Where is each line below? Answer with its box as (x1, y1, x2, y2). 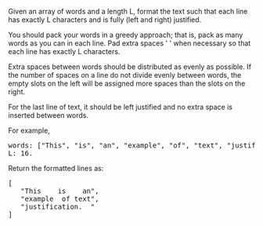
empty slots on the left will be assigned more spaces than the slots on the (8, 78, 246, 88)
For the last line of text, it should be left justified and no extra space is (8, 102, 233, 111)
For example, (8, 126, 51, 135)
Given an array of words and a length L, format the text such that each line (8, 7, 248, 16)
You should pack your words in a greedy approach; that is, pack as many (8, 31, 243, 39)
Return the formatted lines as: (8, 164, 104, 173)
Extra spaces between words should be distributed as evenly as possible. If (8, 62, 252, 71)
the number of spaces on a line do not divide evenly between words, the (8, 71, 242, 79)
